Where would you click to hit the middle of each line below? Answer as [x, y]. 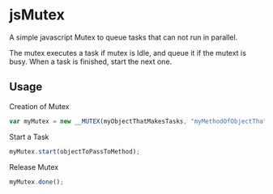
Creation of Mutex [39, 106]
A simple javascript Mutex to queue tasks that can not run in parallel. [124, 37]
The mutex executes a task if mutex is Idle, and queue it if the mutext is [128, 53]
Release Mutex [34, 167]
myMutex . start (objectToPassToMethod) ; [75, 151]
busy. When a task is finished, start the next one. [91, 61]
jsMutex [37, 15]
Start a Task [29, 137]
